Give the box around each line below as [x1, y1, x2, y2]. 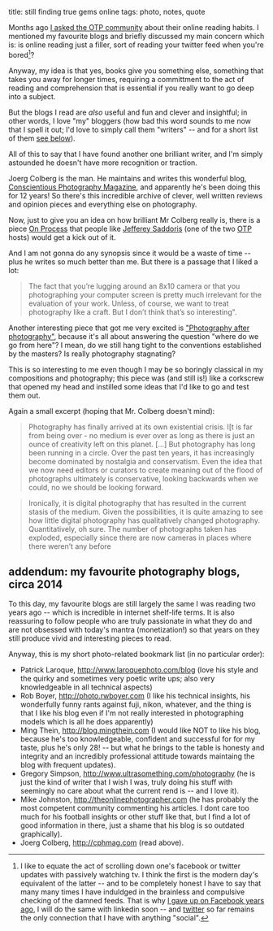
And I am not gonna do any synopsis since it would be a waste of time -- [8, 248, 252, 258]
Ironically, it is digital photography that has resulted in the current [28, 498, 247, 507]
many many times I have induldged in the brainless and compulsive [19, 887, 245, 897]
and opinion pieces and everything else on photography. [8, 199, 197, 209]
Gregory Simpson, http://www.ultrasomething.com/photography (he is [19, 768, 256, 779]
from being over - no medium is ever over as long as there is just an [28, 430, 255, 440]
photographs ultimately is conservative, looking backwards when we [28, 473, 258, 483]
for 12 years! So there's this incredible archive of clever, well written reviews [8, 190, 263, 200]
